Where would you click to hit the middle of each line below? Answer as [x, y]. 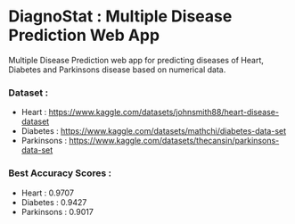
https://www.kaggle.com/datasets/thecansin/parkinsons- [174, 141]
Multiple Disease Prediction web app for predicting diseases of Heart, [136, 60]
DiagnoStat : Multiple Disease [120, 17]
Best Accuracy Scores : [60, 173]
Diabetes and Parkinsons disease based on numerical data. [117, 70]
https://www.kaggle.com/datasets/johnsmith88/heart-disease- [164, 112]
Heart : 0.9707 [48, 193]
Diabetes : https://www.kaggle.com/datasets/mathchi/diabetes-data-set [154, 131]
